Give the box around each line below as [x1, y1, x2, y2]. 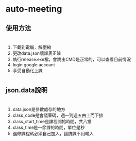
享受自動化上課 [12, 67, 43, 73]
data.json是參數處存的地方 [12, 107, 66, 112]
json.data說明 [5, 86, 48, 94]
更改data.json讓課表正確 [12, 50, 61, 56]
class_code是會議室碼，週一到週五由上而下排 [12, 112, 103, 118]
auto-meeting [5, 3, 62, 15]
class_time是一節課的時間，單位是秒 [12, 125, 85, 130]
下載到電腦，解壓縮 [12, 44, 51, 50]
